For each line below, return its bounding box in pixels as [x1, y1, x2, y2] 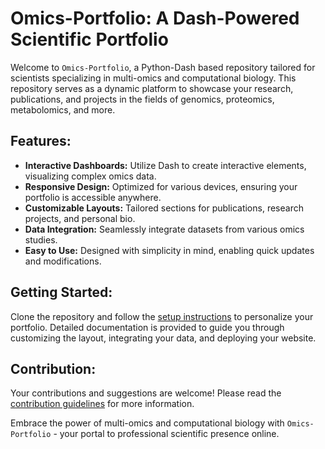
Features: [10, 133, 72, 150]
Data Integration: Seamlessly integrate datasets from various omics [24, 223, 305, 235]
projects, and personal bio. [24, 212, 136, 224]
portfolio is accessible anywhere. [24, 191, 162, 203]
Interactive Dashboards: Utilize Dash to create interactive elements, [24, 159, 307, 171]
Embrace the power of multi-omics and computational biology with [10, 417, 285, 429]
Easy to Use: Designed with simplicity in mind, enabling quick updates [24, 244, 315, 256]
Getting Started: [10, 284, 113, 301]
